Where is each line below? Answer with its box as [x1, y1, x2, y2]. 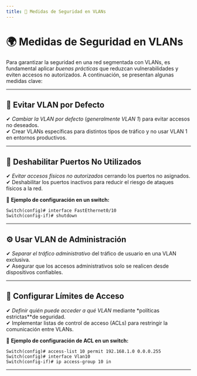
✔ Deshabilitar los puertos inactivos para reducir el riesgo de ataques [6, 179, 174, 186]
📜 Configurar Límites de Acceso [6, 291, 124, 301]
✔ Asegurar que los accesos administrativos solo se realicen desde [6, 262, 169, 269]
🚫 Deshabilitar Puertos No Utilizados [6, 157, 142, 167]
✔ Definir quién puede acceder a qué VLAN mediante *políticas [6, 307, 160, 314]
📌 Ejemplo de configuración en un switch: [6, 197, 110, 204]
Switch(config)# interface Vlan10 [6, 354, 91, 360]
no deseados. [6, 122, 39, 129]
